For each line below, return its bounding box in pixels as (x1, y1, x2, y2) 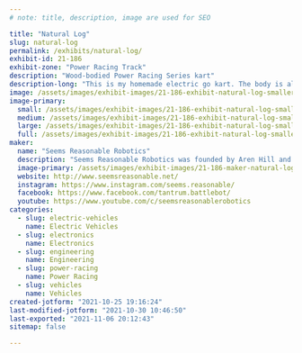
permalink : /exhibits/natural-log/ (9, 46, 143, 55)
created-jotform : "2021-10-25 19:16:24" (9, 297, 164, 306)
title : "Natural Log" (9, 29, 91, 39)
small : (17, 104, 42, 113)
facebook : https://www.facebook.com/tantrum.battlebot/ (17, 188, 231, 198)
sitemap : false (9, 322, 67, 331)
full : (17, 130, 39, 140)
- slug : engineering (17, 247, 94, 257)
